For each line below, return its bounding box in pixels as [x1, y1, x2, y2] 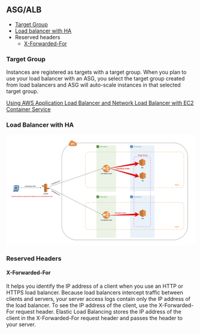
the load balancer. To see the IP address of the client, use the [6, 302, 157, 309]
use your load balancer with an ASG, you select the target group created [6, 75, 185, 82]
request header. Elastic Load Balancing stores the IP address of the [16, 308, 181, 315]
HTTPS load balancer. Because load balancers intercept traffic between [6, 288, 184, 296]
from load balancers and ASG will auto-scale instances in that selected [6, 81, 181, 89]
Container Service [6, 106, 51, 113]
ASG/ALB [6, 5, 42, 15]
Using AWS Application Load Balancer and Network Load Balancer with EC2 [6, 99, 194, 107]
